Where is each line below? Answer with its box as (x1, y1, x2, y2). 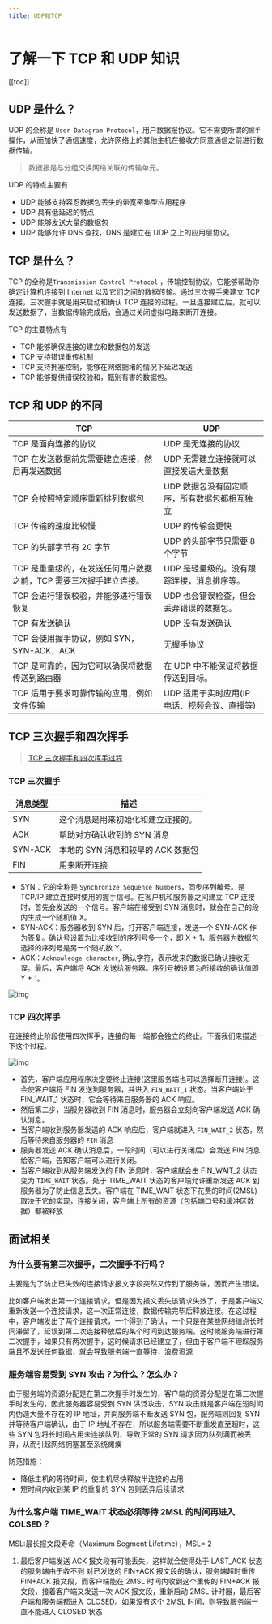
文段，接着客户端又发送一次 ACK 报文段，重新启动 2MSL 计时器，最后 (19, 1586, 254, 1596)
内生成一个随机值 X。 (19, 912, 91, 922)
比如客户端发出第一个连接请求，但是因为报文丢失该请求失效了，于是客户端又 (8, 1296, 264, 1306)
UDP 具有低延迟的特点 (19, 208, 95, 218)
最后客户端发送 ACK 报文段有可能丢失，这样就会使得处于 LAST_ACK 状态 (19, 1556, 263, 1566)
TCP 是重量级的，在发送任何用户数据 (12, 563, 153, 574)
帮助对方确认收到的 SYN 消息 (58, 829, 170, 841)
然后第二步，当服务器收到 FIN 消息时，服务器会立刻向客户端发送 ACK (19, 1105, 251, 1114)
